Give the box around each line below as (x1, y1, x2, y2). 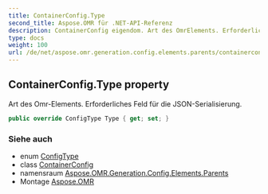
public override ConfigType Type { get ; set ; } (8, 114, 170, 122)
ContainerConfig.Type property (8, 78, 170, 91)
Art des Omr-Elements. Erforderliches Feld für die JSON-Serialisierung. (8, 99, 242, 108)
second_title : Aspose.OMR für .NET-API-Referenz (8, 19, 173, 27)
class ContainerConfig (19, 160, 94, 169)
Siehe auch (8, 133, 53, 144)
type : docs (8, 33, 45, 42)
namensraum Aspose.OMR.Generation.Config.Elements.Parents (19, 168, 229, 177)
